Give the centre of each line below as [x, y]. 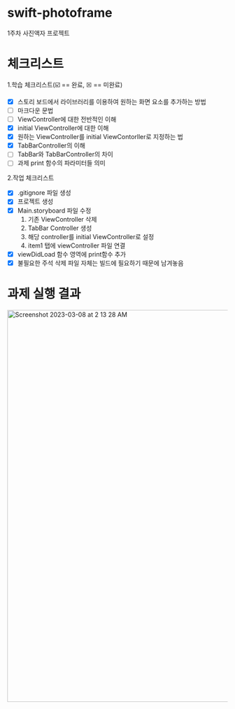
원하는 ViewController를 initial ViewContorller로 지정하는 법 [100, 137]
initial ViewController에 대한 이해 [63, 128]
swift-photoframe [60, 13]
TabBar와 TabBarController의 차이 [65, 155]
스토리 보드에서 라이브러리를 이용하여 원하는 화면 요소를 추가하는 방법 [112, 101]
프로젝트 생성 [35, 201]
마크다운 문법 [35, 110]
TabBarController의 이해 [51, 145]
